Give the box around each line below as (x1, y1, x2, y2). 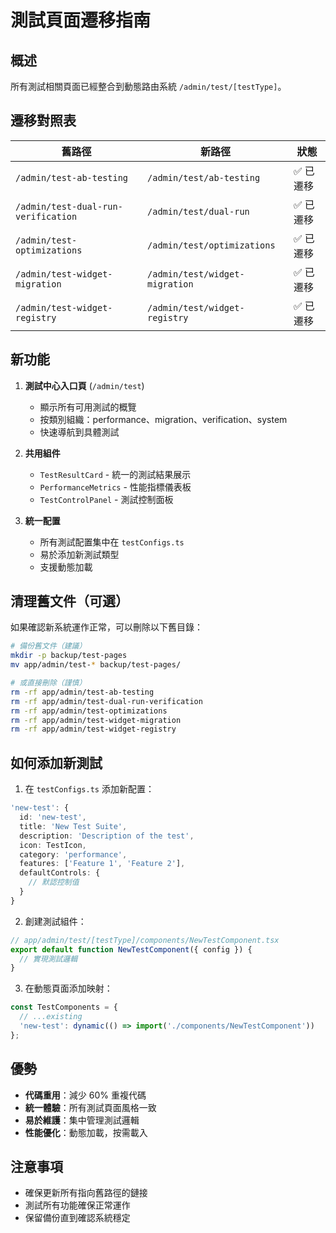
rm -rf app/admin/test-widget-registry (10, 724, 177, 735)
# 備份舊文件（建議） (10, 641, 87, 651)
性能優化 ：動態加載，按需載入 (24, 1126, 148, 1138)
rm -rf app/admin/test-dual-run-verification (10, 696, 203, 706)
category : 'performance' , (19, 849, 128, 860)
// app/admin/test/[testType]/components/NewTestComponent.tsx (10, 935, 280, 945)
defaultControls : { (19, 868, 101, 878)
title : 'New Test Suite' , (19, 821, 128, 831)
